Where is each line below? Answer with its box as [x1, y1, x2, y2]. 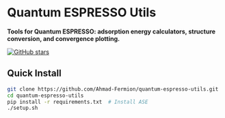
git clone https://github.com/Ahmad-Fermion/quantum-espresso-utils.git [7, 85, 219, 93]
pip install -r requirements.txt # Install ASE [7, 98, 148, 105]
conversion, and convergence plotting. [7, 34, 120, 42]
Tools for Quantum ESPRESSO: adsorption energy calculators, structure [7, 27, 216, 35]
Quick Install [7, 68, 62, 79]
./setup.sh [7, 104, 38, 112]
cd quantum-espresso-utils [7, 92, 84, 99]
